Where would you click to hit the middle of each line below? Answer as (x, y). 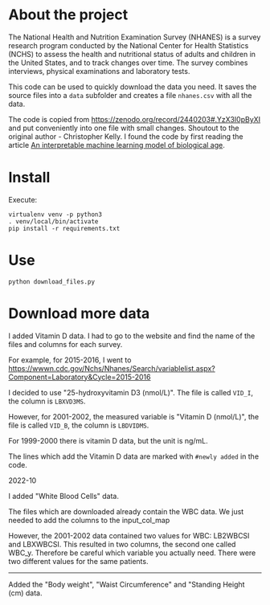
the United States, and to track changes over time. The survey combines (128, 63)
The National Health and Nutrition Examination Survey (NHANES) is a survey (135, 37)
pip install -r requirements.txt (64, 228)
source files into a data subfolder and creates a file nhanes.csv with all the (130, 95)
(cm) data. (25, 593)
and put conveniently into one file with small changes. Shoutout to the (124, 128)
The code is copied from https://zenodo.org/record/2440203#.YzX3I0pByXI (135, 119)
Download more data (79, 313)
